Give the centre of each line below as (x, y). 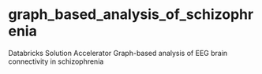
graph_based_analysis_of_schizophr (131, 15)
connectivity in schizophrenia (56, 61)
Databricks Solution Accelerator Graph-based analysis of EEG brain (118, 53)
